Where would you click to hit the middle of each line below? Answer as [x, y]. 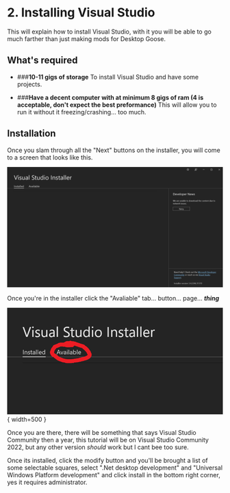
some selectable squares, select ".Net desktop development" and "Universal [115, 468]
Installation [31, 134]
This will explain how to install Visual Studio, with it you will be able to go [110, 31]
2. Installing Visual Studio [81, 13]
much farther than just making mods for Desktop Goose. [87, 38]
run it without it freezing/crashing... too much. [81, 112]
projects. [29, 84]
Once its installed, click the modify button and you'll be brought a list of [107, 461]
